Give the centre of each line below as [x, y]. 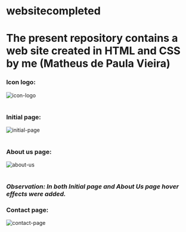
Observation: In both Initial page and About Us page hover [92, 187]
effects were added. [36, 194]
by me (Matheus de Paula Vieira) [89, 64]
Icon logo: [21, 82]
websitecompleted [54, 11]
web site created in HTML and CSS [93, 51]
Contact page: [27, 210]
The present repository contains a [92, 38]
